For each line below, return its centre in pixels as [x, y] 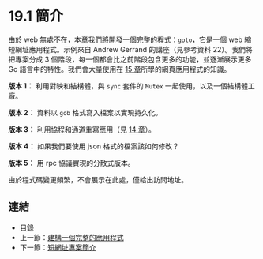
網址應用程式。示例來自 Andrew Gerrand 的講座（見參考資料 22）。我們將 [133, 49]
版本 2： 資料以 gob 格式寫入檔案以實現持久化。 [85, 112]
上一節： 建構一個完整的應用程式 [71, 237]
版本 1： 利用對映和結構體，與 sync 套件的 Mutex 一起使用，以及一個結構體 [128, 86]
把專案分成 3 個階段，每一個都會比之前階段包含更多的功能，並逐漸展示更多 [130, 59]
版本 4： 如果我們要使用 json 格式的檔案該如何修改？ [94, 146]
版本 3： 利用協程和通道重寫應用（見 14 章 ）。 [82, 129]
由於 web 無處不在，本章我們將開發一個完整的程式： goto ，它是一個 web [126, 39]
